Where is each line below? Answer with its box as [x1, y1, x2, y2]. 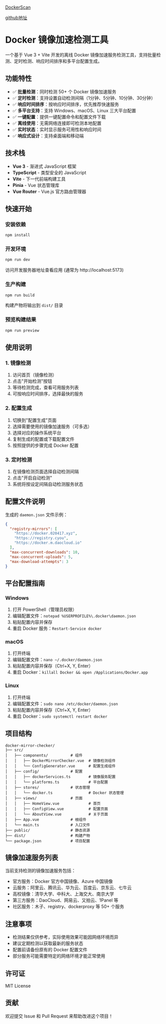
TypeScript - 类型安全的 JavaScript [12, 169, 87, 175]
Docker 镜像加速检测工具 [5, 34, 109, 46]
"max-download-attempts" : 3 [10, 559, 69, 564]
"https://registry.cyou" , [14, 536, 69, 541]
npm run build [5, 292, 35, 298]
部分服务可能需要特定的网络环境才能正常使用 [12, 953, 106, 959]
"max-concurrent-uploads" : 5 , [10, 554, 73, 559]
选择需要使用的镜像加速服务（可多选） [12, 423, 92, 429]
